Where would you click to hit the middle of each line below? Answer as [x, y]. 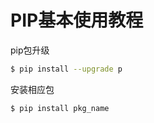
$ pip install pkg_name [60, 108]
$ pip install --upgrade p [66, 69]
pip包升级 [30, 50]
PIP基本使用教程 [77, 20]
